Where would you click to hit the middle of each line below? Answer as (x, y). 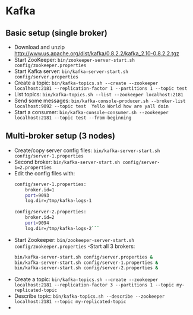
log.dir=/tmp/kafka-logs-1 (58, 201)
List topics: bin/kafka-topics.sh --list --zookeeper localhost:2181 (99, 94)
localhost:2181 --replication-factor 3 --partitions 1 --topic (94, 285)
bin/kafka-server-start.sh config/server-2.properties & (86, 268)
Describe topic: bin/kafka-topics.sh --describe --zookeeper (89, 296)
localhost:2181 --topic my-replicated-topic (70, 302)
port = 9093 (37, 195)
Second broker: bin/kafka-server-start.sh (67, 162)
